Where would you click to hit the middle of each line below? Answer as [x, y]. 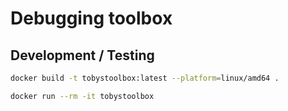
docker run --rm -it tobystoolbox [82, 96]
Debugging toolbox [91, 18]
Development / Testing [82, 55]
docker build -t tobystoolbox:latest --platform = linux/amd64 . [145, 78]
